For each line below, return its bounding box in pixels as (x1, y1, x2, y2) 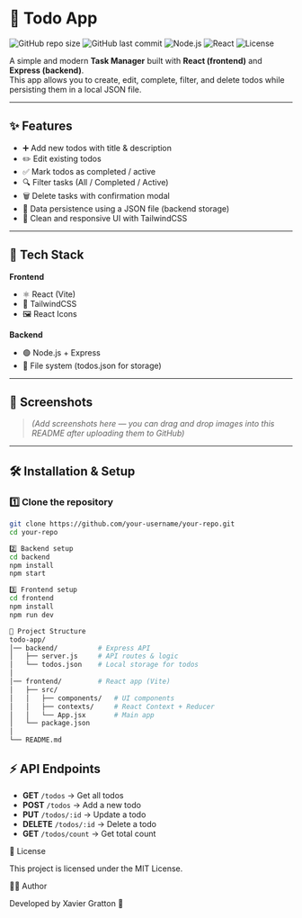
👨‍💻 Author (9, 880, 48, 891)
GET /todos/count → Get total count (22, 828, 156, 839)
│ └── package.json (9, 719, 91, 728)
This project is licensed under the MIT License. (9, 863, 183, 874)
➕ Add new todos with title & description (22, 142, 173, 153)
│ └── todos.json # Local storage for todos (9, 661, 200, 670)
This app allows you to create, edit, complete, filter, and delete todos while (9, 74, 285, 85)
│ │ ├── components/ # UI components (9, 693, 175, 703)
